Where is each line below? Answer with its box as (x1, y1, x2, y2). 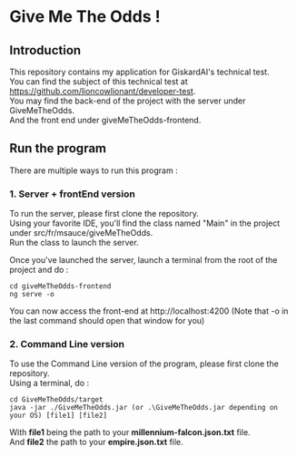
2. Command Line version (9, 338, 125, 351)
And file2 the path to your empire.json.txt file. (9, 437, 183, 448)
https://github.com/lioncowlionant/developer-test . (9, 86, 196, 96)
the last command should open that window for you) (9, 315, 205, 326)
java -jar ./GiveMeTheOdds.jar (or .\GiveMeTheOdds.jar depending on (9, 403, 279, 412)
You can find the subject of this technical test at (9, 76, 188, 87)
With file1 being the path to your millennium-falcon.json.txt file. (9, 427, 252, 438)
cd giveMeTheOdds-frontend (9, 282, 112, 291)
